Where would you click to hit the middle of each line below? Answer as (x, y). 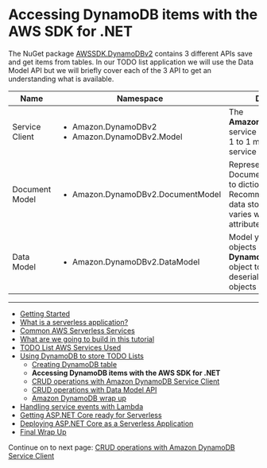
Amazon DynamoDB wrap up (79, 398)
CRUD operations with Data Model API (94, 389)
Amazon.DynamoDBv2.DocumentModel (147, 194)
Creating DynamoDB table (74, 364)
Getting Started (44, 313)
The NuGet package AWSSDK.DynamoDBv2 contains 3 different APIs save (130, 53)
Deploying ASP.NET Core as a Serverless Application (106, 424)
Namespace (140, 99)
